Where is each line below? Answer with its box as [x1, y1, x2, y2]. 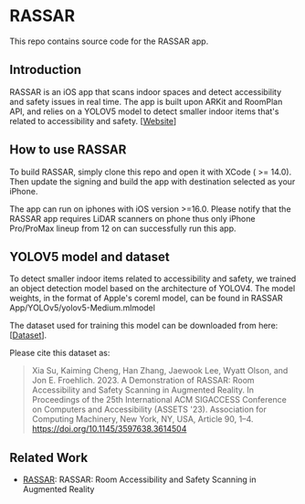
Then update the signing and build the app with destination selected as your [9, 175, 296, 187]
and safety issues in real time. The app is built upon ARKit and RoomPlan [9, 96, 283, 107]
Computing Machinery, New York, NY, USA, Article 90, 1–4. [31, 414, 254, 425]
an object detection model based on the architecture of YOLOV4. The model [9, 283, 296, 294]
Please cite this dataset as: [9, 348, 110, 359]
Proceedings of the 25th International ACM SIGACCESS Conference [31, 394, 288, 405]
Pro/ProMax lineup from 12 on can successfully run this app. [9, 223, 237, 234]
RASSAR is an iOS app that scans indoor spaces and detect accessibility [9, 86, 282, 97]
